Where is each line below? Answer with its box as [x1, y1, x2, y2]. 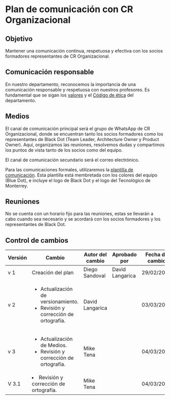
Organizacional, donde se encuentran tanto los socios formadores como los [5, 130, 163, 137]
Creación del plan [32, 269, 74, 276]
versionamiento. [40, 298, 79, 305]
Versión [8, 254, 27, 261]
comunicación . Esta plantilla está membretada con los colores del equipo [5, 172, 158, 178]
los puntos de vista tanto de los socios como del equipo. [5, 147, 123, 153]
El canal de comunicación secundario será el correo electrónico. [5, 157, 140, 163]
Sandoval [83, 272, 106, 279]
